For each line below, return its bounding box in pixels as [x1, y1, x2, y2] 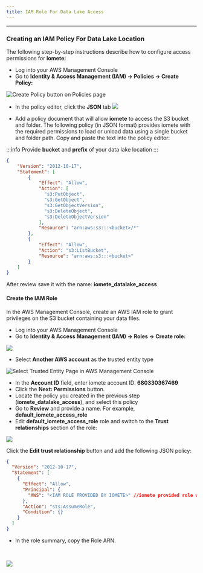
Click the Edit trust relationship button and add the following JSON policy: [6, 447, 192, 454]
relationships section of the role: [14, 424, 98, 431]
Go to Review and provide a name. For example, [14, 405, 135, 412]
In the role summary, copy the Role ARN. [14, 537, 116, 544]
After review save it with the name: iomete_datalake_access [6, 281, 157, 288]
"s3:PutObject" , [44, 191, 85, 197]
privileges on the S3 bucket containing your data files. [6, 315, 141, 322]
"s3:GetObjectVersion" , [44, 202, 104, 208]
